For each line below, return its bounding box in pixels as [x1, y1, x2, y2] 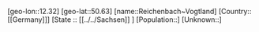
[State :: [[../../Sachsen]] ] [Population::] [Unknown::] [51, 15, 222, 24]
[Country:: [218, 7, 252, 16]
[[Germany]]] [7, 15, 51, 24]
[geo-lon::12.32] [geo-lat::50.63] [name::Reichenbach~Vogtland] [7, 7, 217, 16]
